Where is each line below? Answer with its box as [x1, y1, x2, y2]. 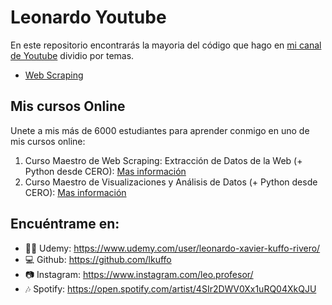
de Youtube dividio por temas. [10, 49, 135, 61]
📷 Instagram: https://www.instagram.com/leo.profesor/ [24, 268, 254, 280]
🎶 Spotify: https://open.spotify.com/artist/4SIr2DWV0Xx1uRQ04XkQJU [24, 282, 317, 295]
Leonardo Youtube [10, 6, 167, 29]
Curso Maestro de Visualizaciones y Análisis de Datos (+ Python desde [24, 176, 318, 188]
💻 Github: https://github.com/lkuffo [24, 253, 172, 265]
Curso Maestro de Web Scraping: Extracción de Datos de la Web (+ [24, 154, 303, 166]
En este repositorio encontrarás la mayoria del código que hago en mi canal [10, 39, 322, 51]
